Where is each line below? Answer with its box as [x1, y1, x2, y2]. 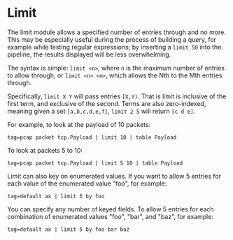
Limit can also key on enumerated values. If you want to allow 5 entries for [7, 172, 222, 180]
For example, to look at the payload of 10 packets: [7, 120, 151, 128]
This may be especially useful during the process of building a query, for [7, 35, 217, 43]
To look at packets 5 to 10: [7, 146, 83, 154]
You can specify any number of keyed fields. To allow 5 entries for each [7, 204, 215, 213]
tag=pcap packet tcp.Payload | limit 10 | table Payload [7, 134, 177, 141]
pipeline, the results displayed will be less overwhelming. [7, 50, 171, 59]
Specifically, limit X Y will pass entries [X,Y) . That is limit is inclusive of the [7, 92, 227, 100]
